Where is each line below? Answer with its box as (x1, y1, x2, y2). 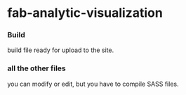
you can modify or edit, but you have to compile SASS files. (7, 80, 179, 88)
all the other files (7, 63, 67, 73)
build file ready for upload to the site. (7, 46, 114, 54)
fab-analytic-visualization (7, 5, 163, 21)
